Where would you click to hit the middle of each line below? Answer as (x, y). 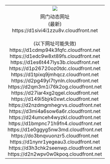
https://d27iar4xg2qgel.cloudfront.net (55, 93)
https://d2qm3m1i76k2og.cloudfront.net (55, 87)
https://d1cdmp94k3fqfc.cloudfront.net (55, 50)
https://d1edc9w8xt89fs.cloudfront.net (55, 56)
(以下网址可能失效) (55, 44)
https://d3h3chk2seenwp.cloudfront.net (55, 148)
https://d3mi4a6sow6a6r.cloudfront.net (55, 111)
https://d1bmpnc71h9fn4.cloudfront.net (55, 123)
